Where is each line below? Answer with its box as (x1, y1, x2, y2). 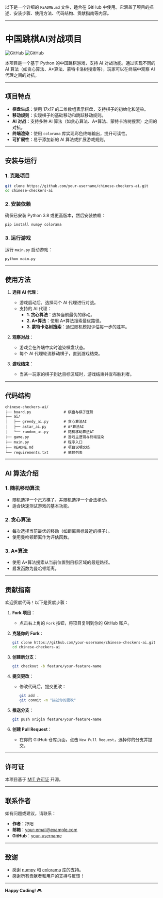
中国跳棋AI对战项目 (5, 34, 82, 45)
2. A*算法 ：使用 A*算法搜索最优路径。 (26, 318, 104, 324)
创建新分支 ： (12, 654, 38, 660)
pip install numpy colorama (5, 222, 62, 227)
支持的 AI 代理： (19, 305, 52, 312)
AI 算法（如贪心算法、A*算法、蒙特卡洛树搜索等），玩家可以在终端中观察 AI (5, 66, 155, 72)
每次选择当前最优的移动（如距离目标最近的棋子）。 (12, 528, 113, 534)
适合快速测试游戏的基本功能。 (12, 503, 72, 508)
